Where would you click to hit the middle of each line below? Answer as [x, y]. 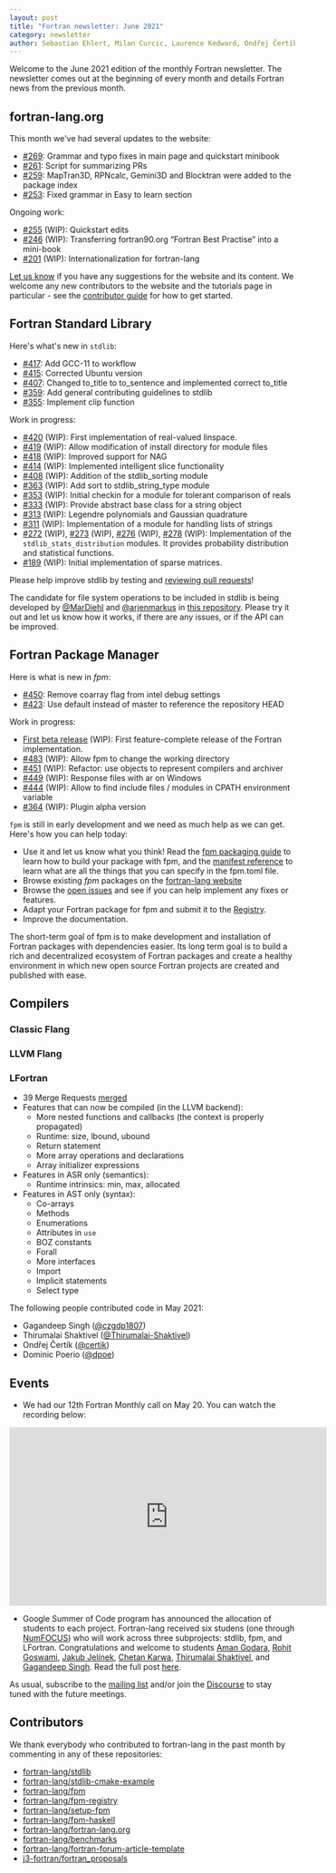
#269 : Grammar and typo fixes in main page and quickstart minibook [151, 156]
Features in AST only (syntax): [79, 1195]
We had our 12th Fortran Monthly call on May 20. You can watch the [149, 1405]
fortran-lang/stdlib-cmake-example [89, 1781]
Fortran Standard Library [81, 324]
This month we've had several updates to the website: [110, 139]
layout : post [34, 18]
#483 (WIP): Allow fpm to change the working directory [126, 758]
